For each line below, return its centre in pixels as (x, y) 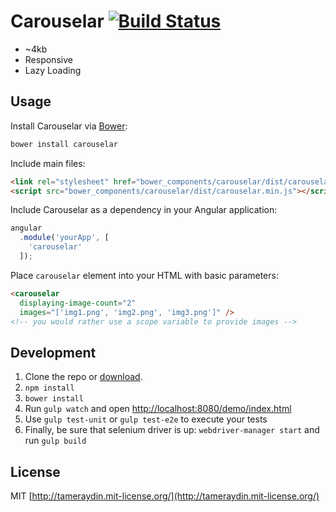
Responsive (48, 59)
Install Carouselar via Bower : (69, 126)
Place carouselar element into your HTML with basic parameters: (144, 275)
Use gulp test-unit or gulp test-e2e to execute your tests (146, 419)
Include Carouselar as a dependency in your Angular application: (144, 210)
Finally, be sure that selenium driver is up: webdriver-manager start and (172, 430)
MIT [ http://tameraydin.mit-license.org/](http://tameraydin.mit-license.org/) (165, 496)
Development (53, 352)
